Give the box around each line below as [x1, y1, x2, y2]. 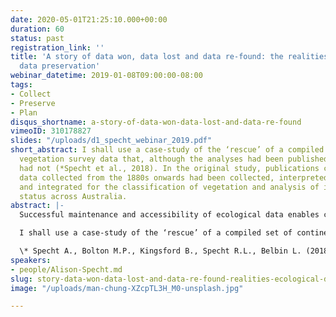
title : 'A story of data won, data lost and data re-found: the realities [10, 52, 329, 62]
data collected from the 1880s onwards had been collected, [19, 172, 275, 183]
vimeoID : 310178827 [10, 126, 92, 136]
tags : [10, 80, 33, 90]
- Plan [10, 107, 38, 118]
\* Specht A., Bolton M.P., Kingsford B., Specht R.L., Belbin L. [19, 246, 302, 256]
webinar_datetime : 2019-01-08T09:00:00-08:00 [10, 71, 203, 81]
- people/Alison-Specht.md [10, 264, 123, 275]
